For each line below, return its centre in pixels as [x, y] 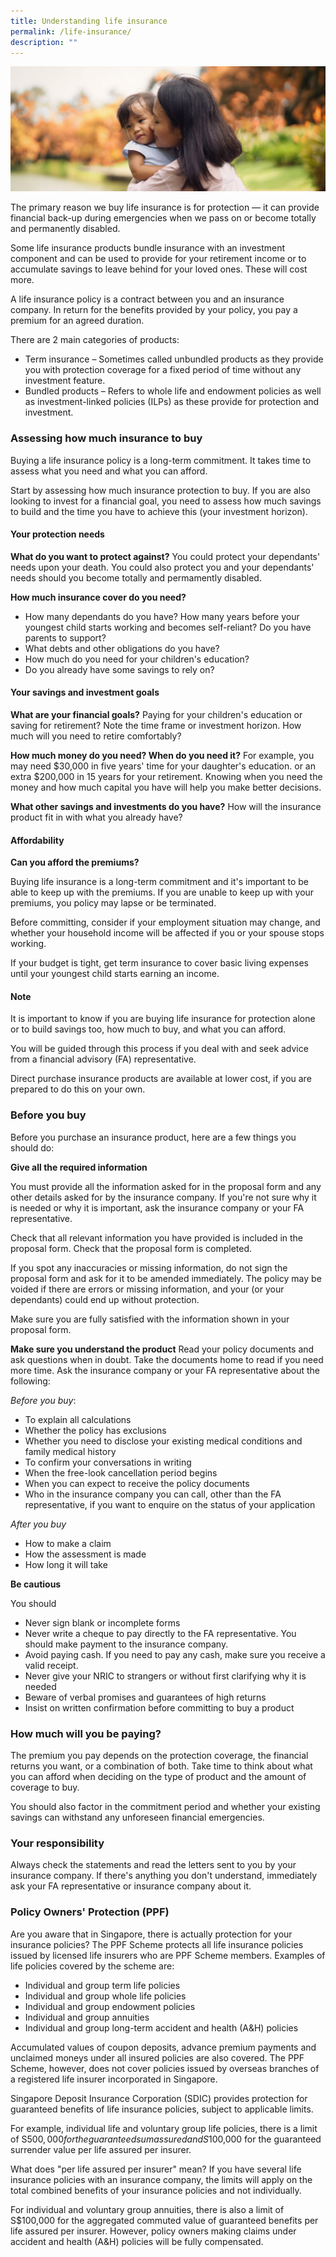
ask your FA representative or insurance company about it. [131, 1886]
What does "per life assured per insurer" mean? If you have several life [156, 2169]
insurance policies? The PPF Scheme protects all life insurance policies [157, 1944]
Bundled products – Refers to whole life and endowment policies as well [173, 391]
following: [30, 1381]
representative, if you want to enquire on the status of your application [170, 1504]
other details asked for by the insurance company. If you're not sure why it [163, 1197]
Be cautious [36, 1584]
